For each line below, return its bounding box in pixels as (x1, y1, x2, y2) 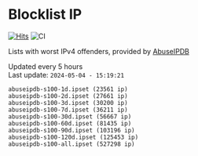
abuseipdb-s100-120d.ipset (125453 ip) (8, 133, 139, 141)
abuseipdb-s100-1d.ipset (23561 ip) (8, 85, 128, 93)
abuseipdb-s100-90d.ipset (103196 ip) (8, 126, 135, 134)
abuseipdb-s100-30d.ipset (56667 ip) (8, 112, 132, 121)
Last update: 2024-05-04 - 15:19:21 (8, 70, 124, 79)
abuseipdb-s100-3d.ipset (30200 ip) (8, 99, 128, 107)
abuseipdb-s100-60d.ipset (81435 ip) (8, 119, 132, 127)
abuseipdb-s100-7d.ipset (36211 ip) (8, 106, 128, 114)
